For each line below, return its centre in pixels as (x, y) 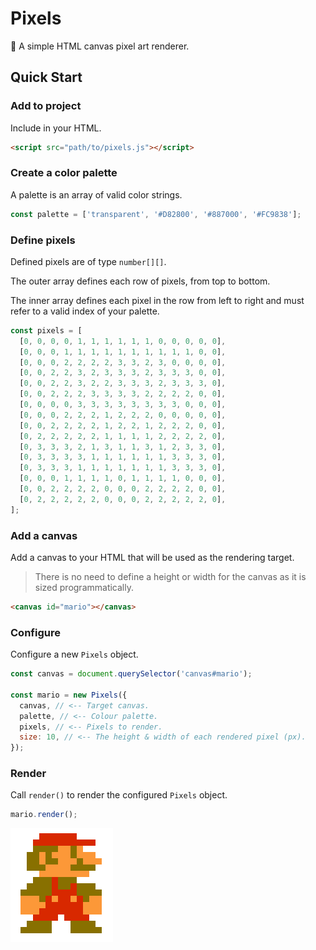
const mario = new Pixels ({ (69, 695)
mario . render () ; (44, 815)
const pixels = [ (46, 330)
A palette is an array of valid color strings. (96, 194)
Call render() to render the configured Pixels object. (119, 795)
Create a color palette (64, 173)
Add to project (46, 106)
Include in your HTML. (56, 128)
